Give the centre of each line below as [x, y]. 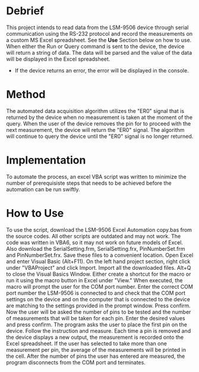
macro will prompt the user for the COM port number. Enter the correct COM [99, 286]
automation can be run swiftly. [43, 189]
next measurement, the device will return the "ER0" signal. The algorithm [95, 130]
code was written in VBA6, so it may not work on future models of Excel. [94, 242]
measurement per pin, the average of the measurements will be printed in [96, 349]
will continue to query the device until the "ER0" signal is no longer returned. [100, 136]
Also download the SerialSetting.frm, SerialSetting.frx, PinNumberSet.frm [96, 248]
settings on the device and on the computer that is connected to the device [98, 299]
